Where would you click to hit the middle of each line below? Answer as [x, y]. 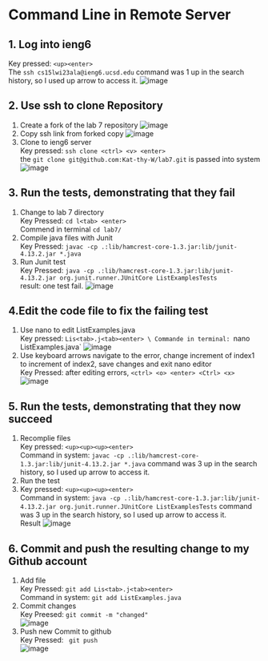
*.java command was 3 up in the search [190, 464]
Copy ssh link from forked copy [72, 133]
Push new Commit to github [66, 631]
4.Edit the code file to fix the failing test [108, 311]
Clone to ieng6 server [56, 142]
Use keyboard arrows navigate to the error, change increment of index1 [137, 356]
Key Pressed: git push [59, 640]
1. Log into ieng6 [50, 44]
